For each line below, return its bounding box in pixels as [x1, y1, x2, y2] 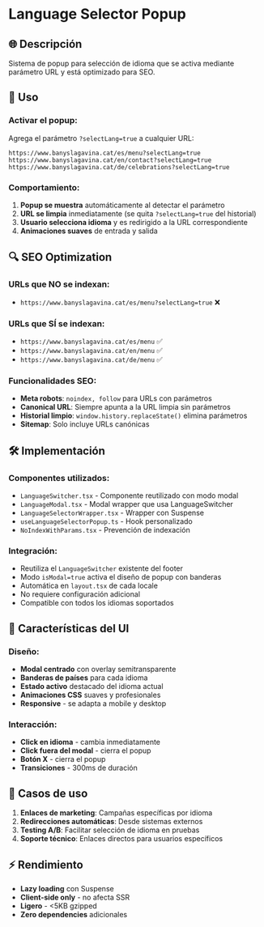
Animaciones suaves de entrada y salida [19, 226, 158, 236]
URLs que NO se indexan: [8, 279, 110, 290]
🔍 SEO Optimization [8, 250, 113, 264]
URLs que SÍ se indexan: [8, 317, 105, 329]
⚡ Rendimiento [8, 858, 83, 872]
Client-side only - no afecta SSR [19, 892, 130, 902]
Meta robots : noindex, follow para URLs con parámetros [19, 393, 212, 403]
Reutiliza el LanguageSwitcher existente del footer [19, 563, 184, 573]
